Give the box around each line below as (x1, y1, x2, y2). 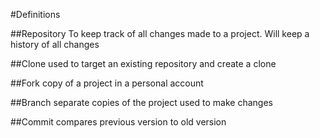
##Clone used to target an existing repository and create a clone (10, 58, 277, 69)
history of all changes (10, 39, 100, 50)
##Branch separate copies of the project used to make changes (10, 97, 273, 108)
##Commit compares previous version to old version (10, 116, 227, 128)
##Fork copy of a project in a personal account (10, 77, 204, 89)
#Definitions (10, 9, 61, 20)
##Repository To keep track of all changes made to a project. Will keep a (10, 28, 310, 39)
